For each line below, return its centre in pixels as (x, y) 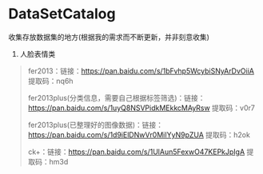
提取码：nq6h (50, 81)
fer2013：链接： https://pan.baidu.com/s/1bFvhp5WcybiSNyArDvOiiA (141, 71)
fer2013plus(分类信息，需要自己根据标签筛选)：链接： (116, 97)
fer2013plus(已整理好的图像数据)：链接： (96, 125)
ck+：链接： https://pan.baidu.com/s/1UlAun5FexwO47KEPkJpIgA (136, 152)
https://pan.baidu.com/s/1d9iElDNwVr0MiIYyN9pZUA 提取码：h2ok (139, 134)
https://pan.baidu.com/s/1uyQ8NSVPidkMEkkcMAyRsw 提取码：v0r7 (141, 108)
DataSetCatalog (62, 14)
